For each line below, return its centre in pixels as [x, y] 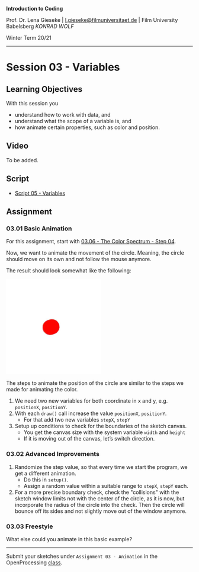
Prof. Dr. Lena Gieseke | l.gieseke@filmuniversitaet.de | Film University [92, 20]
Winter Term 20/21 [29, 38]
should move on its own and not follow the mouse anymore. [79, 259]
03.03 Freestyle [30, 526]
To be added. [22, 160]
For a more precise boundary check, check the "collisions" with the [97, 492]
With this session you [32, 103]
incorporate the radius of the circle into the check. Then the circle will [99, 504]
